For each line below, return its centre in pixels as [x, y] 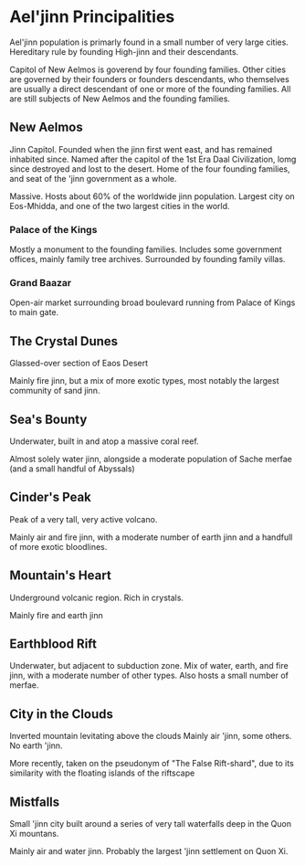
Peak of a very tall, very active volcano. [84, 519]
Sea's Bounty [48, 419]
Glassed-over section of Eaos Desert [79, 364]
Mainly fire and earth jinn [56, 615]
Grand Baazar [40, 282]
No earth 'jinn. [36, 745]
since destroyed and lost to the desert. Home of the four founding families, [150, 169]
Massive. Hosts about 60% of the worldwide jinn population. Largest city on [152, 196]
